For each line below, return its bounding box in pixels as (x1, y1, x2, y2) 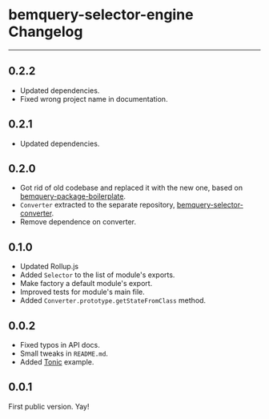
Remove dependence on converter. (19, 217, 137, 227)
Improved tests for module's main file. (19, 287, 146, 297)
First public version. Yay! (8, 401, 90, 411)
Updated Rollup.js (19, 262, 78, 272)
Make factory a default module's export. (19, 279, 153, 288)
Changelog (8, 22, 83, 41)
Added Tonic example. (19, 357, 94, 366)
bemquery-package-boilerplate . (19, 191, 126, 201)
